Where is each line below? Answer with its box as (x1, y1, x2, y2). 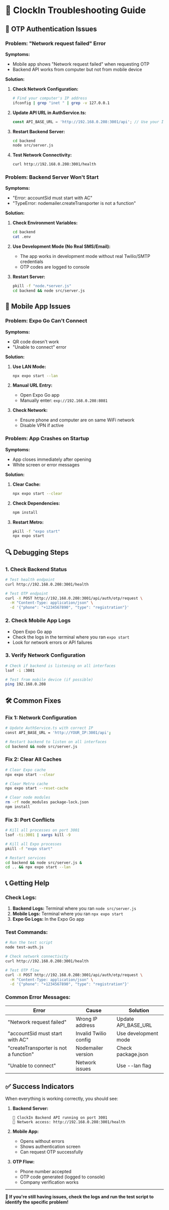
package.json (116, 1050, 148, 1058)
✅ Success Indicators (5, 1082, 74, 1091)
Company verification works (20, 1179, 79, 1185)
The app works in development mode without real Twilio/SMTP (20, 253, 151, 259)
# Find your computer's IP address (12, 95, 88, 100)
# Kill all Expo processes (5, 841, 62, 847)
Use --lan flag (116, 1062, 152, 1069)
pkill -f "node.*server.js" (12, 284, 71, 289)
